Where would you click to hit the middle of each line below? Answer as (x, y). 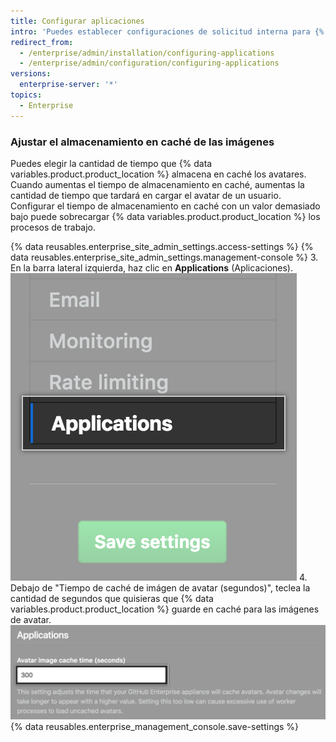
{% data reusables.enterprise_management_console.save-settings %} (155, 727)
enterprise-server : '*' (68, 85)
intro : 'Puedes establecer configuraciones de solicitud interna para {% (167, 31)
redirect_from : (42, 42)
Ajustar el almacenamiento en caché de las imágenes (142, 142)
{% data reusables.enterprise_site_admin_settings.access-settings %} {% (162, 246)
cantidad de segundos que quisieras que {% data (112, 598)
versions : (31, 74)
